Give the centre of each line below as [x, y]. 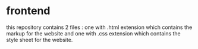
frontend [28, 11]
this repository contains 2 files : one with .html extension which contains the [99, 27]
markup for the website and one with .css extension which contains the [94, 33]
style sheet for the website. [40, 40]
